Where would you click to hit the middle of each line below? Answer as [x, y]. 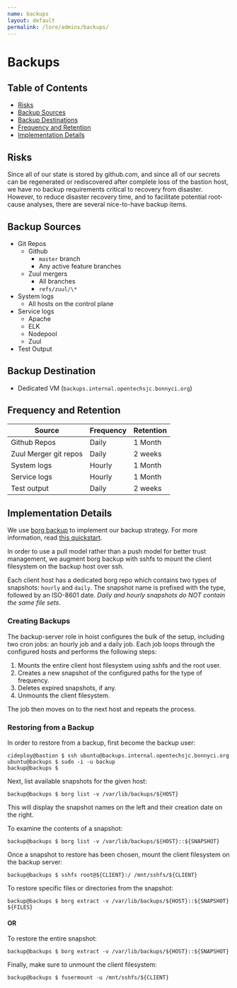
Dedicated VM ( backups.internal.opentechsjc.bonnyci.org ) [105, 388]
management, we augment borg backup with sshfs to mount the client [110, 559]
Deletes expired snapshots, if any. [67, 687]
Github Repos [34, 442]
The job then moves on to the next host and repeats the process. [102, 709]
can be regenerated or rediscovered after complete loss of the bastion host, [118, 182]
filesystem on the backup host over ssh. [65, 566]
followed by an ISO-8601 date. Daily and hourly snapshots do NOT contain [116, 595]
